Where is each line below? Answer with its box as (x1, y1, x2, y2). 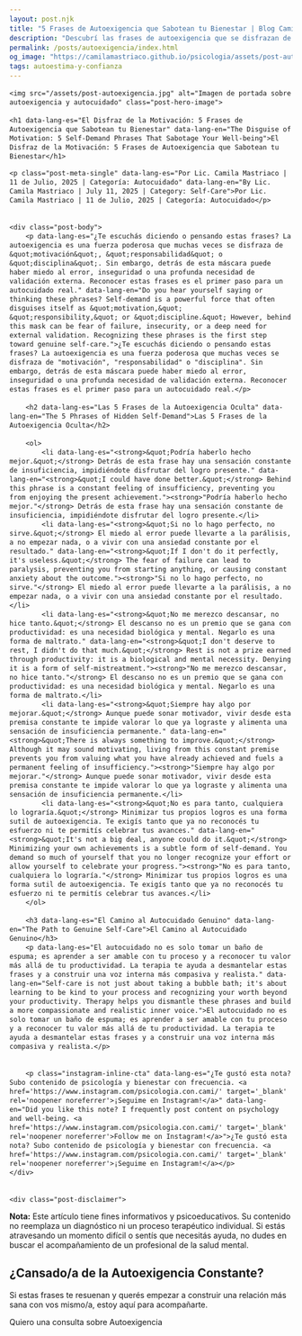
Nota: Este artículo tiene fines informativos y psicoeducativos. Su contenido (9, 1211, 291, 1222)
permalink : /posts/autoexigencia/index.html (9, 43, 179, 52)
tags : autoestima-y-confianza (9, 62, 123, 71)
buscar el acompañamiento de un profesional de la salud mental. (9, 1240, 249, 1250)
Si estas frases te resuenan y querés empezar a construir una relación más (9, 1289, 287, 1300)
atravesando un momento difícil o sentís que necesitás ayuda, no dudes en (9, 1230, 288, 1241)
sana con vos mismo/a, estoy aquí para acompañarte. (9, 1299, 209, 1310)
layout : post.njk (9, 14, 75, 23)
